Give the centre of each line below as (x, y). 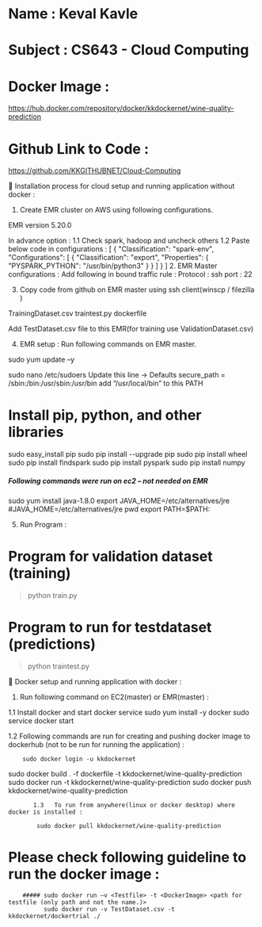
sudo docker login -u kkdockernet (79, 759)
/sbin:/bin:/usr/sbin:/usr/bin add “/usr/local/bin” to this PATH (106, 383)
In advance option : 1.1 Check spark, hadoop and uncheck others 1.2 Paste (129, 241)
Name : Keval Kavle (73, 14)
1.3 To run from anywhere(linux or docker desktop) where (134, 806)
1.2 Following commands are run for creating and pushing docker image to (129, 736)
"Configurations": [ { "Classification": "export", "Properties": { (108, 258)
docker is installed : (46, 812)
